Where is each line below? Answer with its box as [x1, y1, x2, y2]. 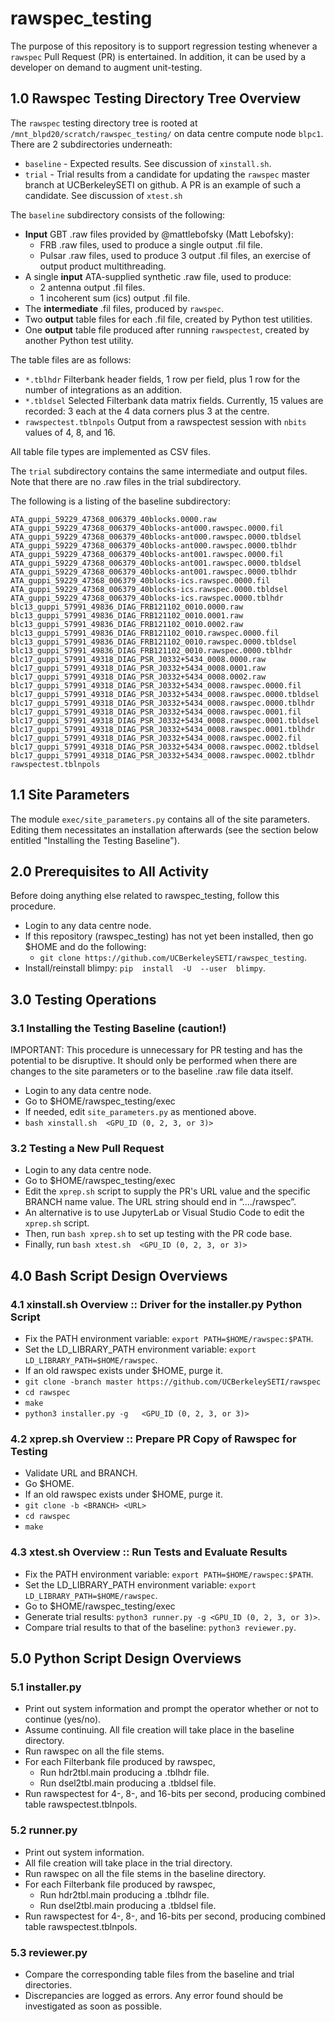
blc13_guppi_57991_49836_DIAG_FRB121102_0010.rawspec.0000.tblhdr [10, 645, 293, 656]
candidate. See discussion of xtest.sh [24, 189, 183, 201]
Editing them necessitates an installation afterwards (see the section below [10, 823, 319, 836]
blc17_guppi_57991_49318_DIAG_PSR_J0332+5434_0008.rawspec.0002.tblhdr [10, 750, 315, 761]
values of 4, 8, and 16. [24, 426, 116, 438]
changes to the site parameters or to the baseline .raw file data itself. [10, 1065, 294, 1077]
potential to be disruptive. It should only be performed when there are [10, 1055, 298, 1067]
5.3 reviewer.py [10, 1945, 88, 1959]
